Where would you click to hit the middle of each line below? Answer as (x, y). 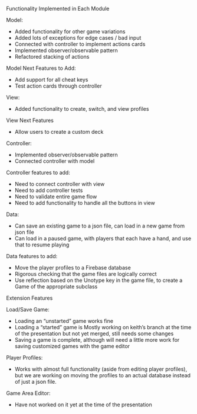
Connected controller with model (55, 161)
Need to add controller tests (49, 190)
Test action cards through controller (58, 86)
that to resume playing (42, 245)
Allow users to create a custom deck (59, 132)
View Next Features (30, 120)
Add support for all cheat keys (51, 80)
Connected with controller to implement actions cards (80, 44)
